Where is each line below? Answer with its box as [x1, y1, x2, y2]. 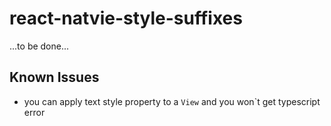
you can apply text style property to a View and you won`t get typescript [23, 95, 321, 107]
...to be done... [9, 40, 70, 52]
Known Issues [9, 69, 100, 86]
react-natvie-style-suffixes [9, 7, 243, 30]
